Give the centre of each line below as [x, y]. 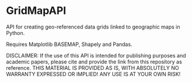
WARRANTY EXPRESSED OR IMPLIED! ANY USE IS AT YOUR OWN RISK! [93, 74]
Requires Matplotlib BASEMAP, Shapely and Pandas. [69, 44]
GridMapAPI [36, 11]
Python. [16, 33]
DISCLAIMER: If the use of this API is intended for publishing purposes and [96, 55]
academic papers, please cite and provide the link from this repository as [94, 62]
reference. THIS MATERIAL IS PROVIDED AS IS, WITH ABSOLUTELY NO [93, 67]
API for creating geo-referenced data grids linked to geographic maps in [93, 27]
